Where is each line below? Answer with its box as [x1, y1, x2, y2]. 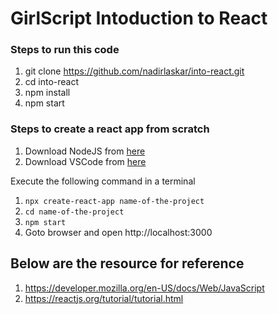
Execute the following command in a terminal [10, 175, 196, 187]
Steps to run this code [10, 43, 120, 57]
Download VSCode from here [24, 155, 147, 167]
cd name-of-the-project [24, 207, 125, 217]
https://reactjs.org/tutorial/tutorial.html [24, 292, 184, 304]
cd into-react [24, 76, 80, 88]
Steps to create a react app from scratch [10, 122, 210, 136]
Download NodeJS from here [24, 145, 146, 157]
